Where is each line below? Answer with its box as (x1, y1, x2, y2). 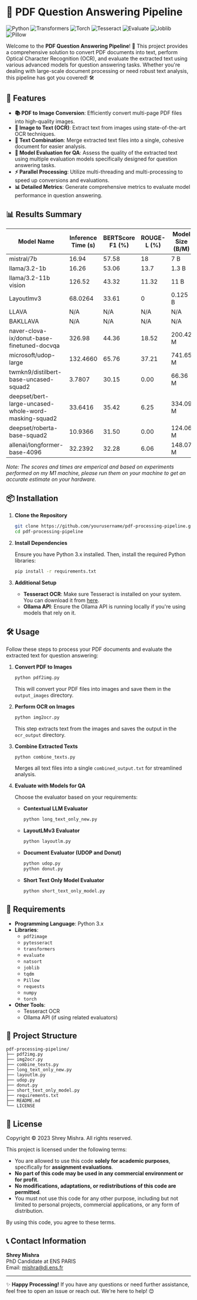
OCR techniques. (14, 130, 56, 137)
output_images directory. (14, 691, 74, 699)
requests (23, 983, 45, 989)
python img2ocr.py (14, 714, 60, 720)
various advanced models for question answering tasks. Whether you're (6, 61, 181, 68)
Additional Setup (14, 579, 57, 586)
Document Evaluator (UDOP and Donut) (23, 849, 121, 856)
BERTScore (103, 234, 135, 242)
